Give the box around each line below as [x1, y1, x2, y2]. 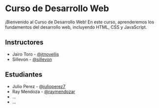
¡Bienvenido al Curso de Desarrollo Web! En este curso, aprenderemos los [5, 19, 154, 25]
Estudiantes [5, 71, 43, 79]
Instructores [5, 38, 44, 47]
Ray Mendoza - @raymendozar [12, 89, 75, 94]
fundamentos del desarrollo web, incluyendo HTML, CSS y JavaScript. [5, 24, 147, 30]
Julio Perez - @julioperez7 [12, 83, 66, 89]
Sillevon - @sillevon [12, 56, 52, 62]
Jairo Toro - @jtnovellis [12, 51, 59, 57]
